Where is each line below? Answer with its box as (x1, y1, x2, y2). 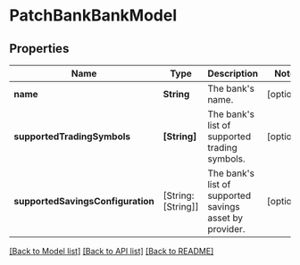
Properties (9, 41, 70, 56)
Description (207, 68, 259, 79)
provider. (207, 223, 246, 235)
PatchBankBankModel (9, 5, 178, 26)
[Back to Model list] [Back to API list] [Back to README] (9, 246, 214, 256)
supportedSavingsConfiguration (13, 195, 154, 207)
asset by (207, 211, 244, 224)
